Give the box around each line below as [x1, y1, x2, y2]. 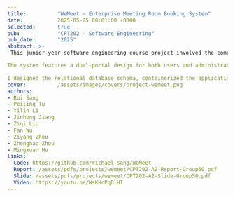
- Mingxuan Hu [7, 147, 49, 154]
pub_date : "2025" [7, 36, 77, 43]
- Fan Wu [7, 127, 33, 134]
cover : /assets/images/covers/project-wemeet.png [7, 81, 183, 88]
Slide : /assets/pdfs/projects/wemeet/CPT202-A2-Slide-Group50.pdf [13, 172, 211, 179]
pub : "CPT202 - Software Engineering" [7, 29, 155, 37]
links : [7, 153, 27, 160]
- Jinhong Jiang [7, 114, 55, 121]
